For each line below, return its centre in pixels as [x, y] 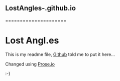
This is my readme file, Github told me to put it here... [60, 54]
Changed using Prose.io [30, 64]
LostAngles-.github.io [41, 8]
